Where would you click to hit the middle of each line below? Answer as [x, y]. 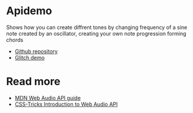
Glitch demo [30, 57]
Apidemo [29, 11]
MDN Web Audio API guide [48, 98]
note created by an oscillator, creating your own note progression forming [96, 33]
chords [15, 40]
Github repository [36, 51]
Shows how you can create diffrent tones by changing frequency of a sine [97, 27]
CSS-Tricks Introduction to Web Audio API [66, 104]
